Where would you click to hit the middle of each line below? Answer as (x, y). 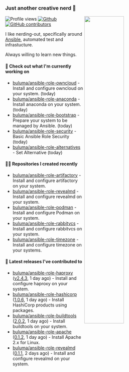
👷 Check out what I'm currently (38, 66)
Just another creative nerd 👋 (41, 8)
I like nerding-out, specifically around (44, 34)
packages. (23, 310)
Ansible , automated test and (34, 39)
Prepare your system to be (40, 120)
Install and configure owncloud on (48, 88)
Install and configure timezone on (47, 244)
